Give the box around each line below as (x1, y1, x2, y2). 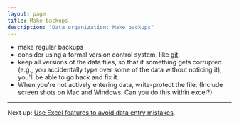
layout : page (7, 10, 46, 18)
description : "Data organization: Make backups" (7, 23, 154, 30)
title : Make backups (7, 17, 69, 24)
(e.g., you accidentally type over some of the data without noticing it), (17, 65, 222, 74)
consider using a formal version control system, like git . (17, 50, 180, 59)
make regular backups (17, 43, 84, 52)
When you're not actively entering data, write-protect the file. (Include (17, 81, 223, 89)
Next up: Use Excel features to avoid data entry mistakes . (7, 108, 176, 117)
